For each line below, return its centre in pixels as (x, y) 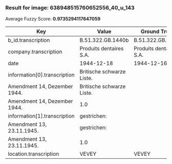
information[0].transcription (41, 75)
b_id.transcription (29, 40)
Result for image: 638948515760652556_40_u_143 (70, 8)
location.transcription (34, 154)
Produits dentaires (102, 49)
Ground (150, 31)
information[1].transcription (41, 116)
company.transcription (35, 52)
